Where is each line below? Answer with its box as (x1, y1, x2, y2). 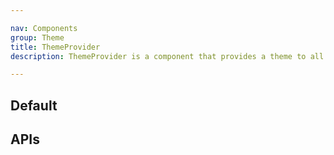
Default (10, 97, 58, 114)
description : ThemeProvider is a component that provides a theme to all (10, 51, 325, 61)
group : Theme (10, 32, 65, 43)
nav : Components (10, 23, 78, 33)
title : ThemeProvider (10, 42, 101, 52)
